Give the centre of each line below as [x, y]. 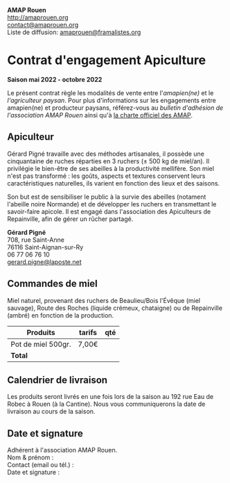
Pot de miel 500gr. [41, 344]
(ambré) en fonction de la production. [61, 315]
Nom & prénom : [30, 457]
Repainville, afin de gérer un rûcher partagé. [70, 219]
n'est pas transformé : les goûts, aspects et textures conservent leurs [106, 176]
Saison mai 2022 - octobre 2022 [55, 79]
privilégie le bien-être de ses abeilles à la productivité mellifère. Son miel [111, 168]
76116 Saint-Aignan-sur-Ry [45, 247]
